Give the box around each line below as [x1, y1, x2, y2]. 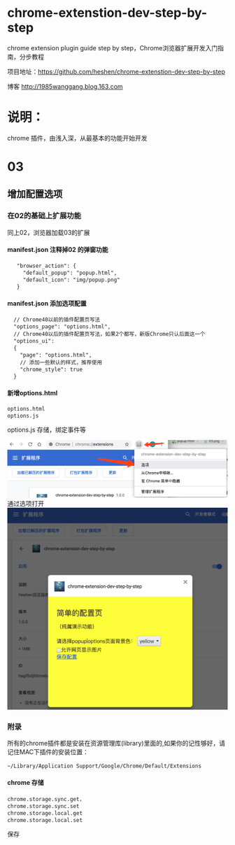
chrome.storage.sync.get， [7, 795, 85, 802]
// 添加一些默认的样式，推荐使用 [20, 359, 103, 367]
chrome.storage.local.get [7, 809, 83, 816]
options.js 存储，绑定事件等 [7, 425, 86, 434]
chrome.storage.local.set [7, 816, 83, 823]
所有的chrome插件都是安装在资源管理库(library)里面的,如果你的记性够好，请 [7, 739, 226, 748]
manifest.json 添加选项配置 [7, 299, 87, 307]
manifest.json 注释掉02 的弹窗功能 [7, 246, 108, 254]
